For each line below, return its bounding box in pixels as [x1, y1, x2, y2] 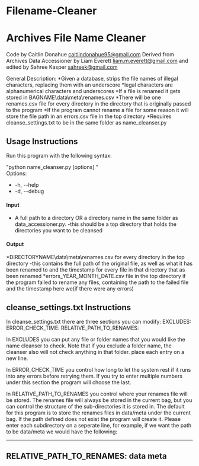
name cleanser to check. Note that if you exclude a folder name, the [6, 342, 172, 349]
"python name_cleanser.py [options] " [6, 163, 99, 170]
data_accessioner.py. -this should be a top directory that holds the [14, 221, 176, 228]
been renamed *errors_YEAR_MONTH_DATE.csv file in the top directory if [6, 273, 186, 280]
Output [6, 240, 24, 247]
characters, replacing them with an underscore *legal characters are [6, 81, 173, 88]
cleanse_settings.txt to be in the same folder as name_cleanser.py [6, 119, 167, 126]
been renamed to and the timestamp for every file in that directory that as [6, 266, 185, 273]
